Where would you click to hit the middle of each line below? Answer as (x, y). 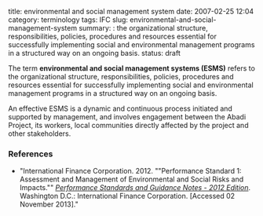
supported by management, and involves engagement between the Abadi (127, 117)
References (31, 154)
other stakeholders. (40, 134)
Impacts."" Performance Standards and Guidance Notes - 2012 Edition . (135, 188)
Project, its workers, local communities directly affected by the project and (128, 125)
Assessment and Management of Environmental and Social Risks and (131, 179)
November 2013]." (49, 204)
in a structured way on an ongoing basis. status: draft (94, 53)
